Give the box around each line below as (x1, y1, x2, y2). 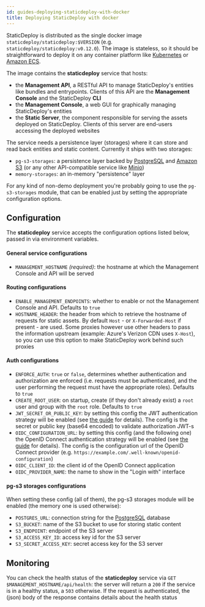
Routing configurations (6, 284, 67, 291)
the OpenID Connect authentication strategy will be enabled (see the (15, 435, 188, 443)
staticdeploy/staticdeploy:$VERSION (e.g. (6, 38, 113, 45)
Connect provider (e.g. (15, 448, 73, 456)
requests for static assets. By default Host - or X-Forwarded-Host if (15, 317, 182, 324)
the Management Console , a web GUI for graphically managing (15, 100, 176, 108)
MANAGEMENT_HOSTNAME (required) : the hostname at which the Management (15, 263, 199, 270)
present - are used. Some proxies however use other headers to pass (15, 323, 191, 331)
